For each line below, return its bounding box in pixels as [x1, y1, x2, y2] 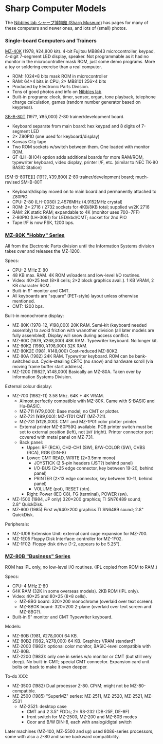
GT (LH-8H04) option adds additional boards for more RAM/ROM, [12, 154, 144, 160]
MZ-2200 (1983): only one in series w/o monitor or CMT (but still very [12, 653, 152, 659]
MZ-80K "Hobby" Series [5, 232, 65, 239]
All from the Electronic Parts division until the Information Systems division [5, 243, 154, 249]
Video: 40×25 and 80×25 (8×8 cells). [12, 593, 88, 599]
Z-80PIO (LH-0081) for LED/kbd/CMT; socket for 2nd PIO [12, 215, 127, 221]
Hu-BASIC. [19, 403, 41, 409]
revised [5, 179, 20, 185]
